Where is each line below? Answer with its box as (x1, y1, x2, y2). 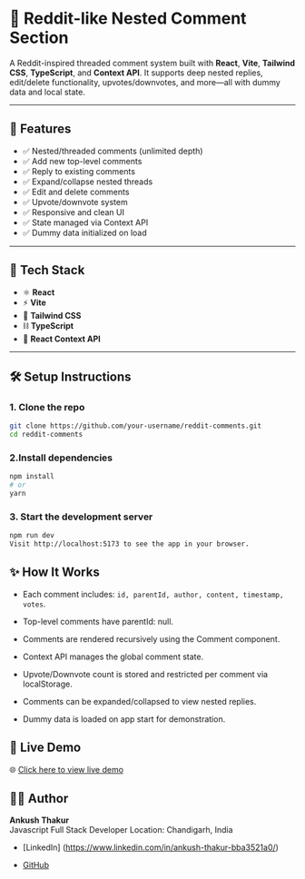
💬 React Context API (22, 333, 102, 344)
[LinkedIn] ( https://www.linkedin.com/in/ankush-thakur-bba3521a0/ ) (22, 842, 280, 853)
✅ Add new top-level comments (22, 155, 143, 166)
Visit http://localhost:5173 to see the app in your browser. (9, 539, 250, 548)
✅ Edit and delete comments (22, 186, 130, 197)
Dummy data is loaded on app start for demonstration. (22, 713, 226, 725)
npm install (9, 472, 54, 481)
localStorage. (22, 678, 73, 689)
